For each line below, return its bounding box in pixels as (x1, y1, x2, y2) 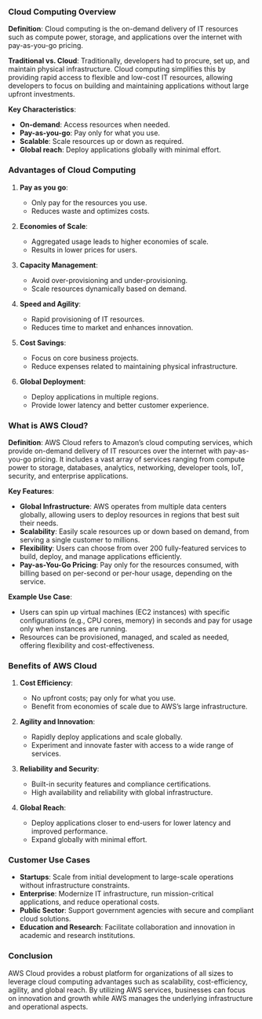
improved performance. (31, 826, 108, 836)
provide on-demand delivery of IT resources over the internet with (8, 446, 222, 455)
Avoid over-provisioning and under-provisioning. (31, 275, 188, 285)
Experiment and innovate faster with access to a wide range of (31, 741, 234, 750)
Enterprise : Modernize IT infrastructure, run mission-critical (19, 889, 214, 899)
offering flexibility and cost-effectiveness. (19, 640, 155, 650)
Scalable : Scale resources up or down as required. (19, 137, 184, 146)
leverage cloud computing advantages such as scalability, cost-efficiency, (8, 977, 248, 986)
